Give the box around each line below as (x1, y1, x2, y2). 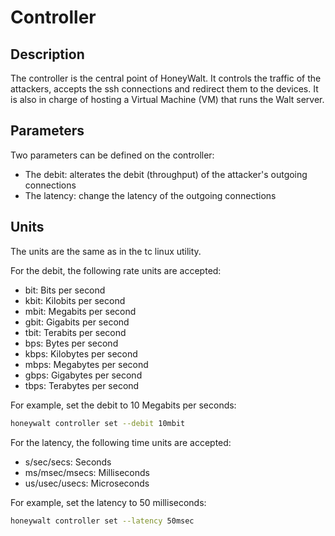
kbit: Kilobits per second (24, 294, 126, 306)
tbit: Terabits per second (24, 326, 127, 338)
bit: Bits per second (24, 284, 106, 296)
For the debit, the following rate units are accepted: (10, 264, 222, 276)
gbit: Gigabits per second (24, 316, 130, 328)
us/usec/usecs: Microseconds (24, 477, 150, 489)
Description (10, 46, 85, 63)
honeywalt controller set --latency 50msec (10, 516, 195, 526)
